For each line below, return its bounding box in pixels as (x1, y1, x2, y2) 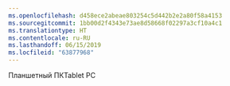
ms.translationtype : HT (8, 26, 88, 34)
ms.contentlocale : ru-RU (8, 33, 91, 42)
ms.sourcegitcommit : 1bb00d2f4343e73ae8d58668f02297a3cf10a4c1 (8, 19, 223, 27)
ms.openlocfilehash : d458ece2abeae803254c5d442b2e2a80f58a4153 (8, 11, 223, 20)
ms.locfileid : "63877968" (8, 49, 94, 57)
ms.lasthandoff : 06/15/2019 (8, 41, 102, 49)
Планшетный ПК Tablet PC (8, 71, 96, 80)
